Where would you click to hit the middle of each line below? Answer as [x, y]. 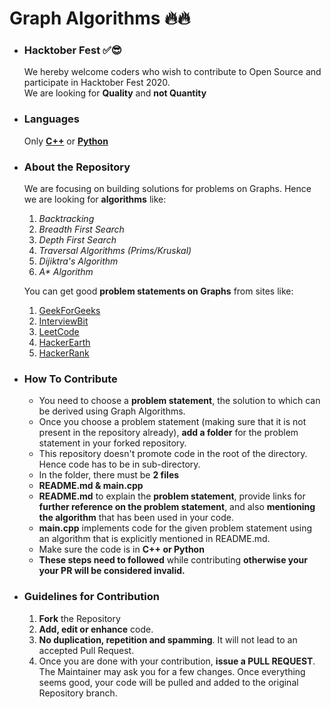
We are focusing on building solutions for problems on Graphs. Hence [167, 189]
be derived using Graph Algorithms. [112, 411]
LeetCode [59, 332]
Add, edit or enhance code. [96, 629]
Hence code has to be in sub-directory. [119, 464]
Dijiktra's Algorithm [78, 261]
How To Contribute [70, 379]
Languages [51, 119]
